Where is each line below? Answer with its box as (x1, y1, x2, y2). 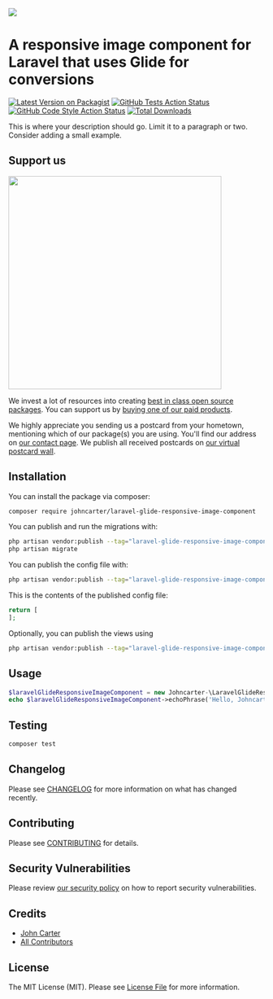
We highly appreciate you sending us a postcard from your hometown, (8, 420, 245, 430)
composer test (8, 740, 57, 748)
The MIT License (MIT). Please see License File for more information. (8, 982, 240, 992)
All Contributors (19, 937, 73, 947)
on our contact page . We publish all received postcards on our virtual (8, 437, 240, 447)
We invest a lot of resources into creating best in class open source (8, 396, 234, 405)
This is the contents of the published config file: (8, 590, 168, 600)
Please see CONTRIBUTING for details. (8, 838, 140, 848)
